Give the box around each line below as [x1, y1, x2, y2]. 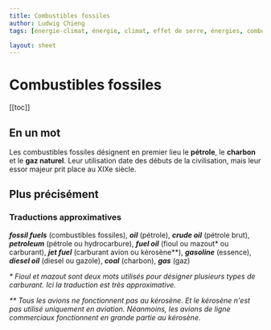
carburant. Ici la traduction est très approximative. [9, 279, 176, 290]
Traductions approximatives [9, 212, 122, 223]
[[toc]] [9, 102, 31, 113]
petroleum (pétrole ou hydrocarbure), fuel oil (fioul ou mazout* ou [9, 238, 229, 248]
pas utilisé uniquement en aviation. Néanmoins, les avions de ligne [9, 303, 231, 314]
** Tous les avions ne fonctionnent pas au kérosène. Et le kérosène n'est [9, 295, 251, 305]
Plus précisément [9, 188, 99, 201]
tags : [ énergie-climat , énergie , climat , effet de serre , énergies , [9, 27, 244, 35]
